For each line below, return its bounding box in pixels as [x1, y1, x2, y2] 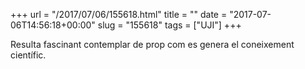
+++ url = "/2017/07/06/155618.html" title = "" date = [10, 9, 228, 20]
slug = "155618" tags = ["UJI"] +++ [97, 19, 242, 31]
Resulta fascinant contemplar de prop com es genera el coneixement [10, 39, 295, 50]
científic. [10, 49, 47, 61]
